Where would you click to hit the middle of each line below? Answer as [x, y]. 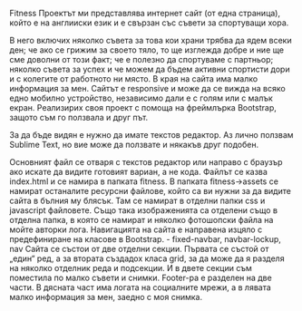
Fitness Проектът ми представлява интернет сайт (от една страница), [145, 13]
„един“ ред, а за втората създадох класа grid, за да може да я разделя [147, 258]
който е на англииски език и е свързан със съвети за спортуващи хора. [149, 23]
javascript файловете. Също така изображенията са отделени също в [144, 210]
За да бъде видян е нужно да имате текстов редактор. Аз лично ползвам [151, 135]
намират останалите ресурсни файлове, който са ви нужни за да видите [151, 191]
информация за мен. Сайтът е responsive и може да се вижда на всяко [147, 88]
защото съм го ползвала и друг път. [79, 117]
